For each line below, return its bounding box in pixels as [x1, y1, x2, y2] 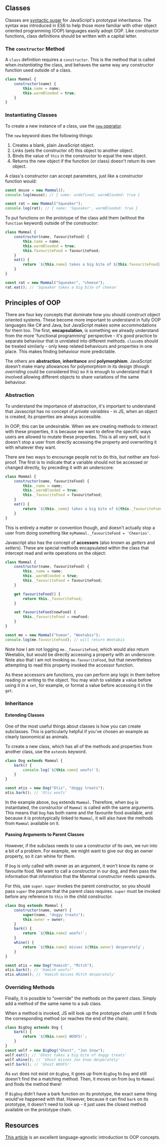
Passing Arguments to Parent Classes [5, 831, 84, 838]
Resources [5, 1121, 39, 1130]
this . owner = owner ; [23, 917, 65, 922]
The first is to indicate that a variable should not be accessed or [18, 459, 148, 465]
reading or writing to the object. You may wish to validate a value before [5, 677, 152, 683]
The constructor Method [5, 45, 65, 52]
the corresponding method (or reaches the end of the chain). [5, 1015, 129, 1021]
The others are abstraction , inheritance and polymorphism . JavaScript [5, 358, 152, 364]
